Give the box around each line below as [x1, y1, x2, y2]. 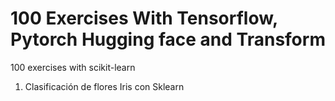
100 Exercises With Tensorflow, [10, 7, 278, 30]
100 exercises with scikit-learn [10, 61, 136, 73]
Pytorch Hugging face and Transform [10, 28, 326, 51]
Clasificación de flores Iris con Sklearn [24, 80, 185, 92]
